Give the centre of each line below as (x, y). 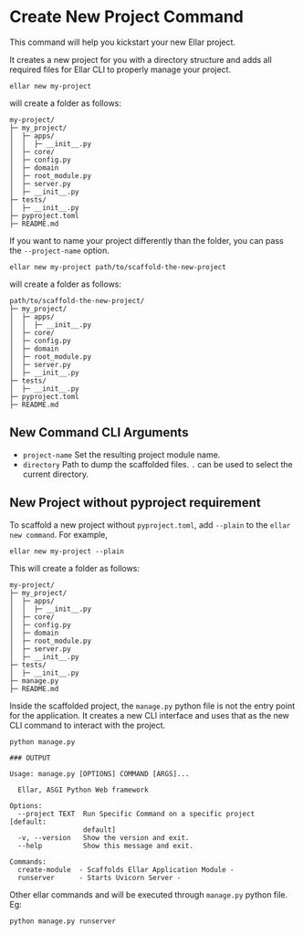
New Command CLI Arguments (99, 432)
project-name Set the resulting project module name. (121, 455)
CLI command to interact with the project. (88, 725)
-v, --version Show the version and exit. (104, 837)
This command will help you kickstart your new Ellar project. (122, 42)
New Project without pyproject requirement (136, 503)
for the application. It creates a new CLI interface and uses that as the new (150, 715)
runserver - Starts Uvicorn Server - (99, 877)
